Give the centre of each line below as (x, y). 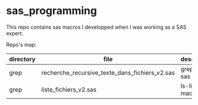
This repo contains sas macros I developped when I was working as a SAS (96, 27)
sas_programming (52, 11)
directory (22, 59)
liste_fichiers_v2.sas (69, 89)
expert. (15, 33)
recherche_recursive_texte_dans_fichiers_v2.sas (108, 73)
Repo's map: (21, 45)
